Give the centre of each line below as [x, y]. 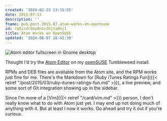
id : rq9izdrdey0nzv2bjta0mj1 [36, 29]
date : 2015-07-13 [24, 15]
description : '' [22, 19]
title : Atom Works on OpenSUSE [38, 33]
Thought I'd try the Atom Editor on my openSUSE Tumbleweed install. [78, 62]
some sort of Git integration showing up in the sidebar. [62, 88]
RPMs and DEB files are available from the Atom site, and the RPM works [81, 72]
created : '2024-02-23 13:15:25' [39, 10]
